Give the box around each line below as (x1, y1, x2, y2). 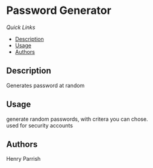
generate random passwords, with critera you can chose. (6, 115, 149, 123)
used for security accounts (6, 121, 73, 129)
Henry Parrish (6, 155, 41, 163)
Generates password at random (6, 82, 85, 89)
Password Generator (6, 4, 111, 18)
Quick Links (6, 24, 36, 31)
